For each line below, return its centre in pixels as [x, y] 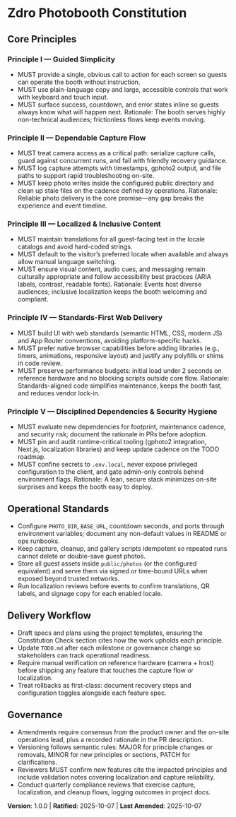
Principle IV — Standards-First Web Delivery [85, 318]
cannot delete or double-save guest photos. [82, 556]
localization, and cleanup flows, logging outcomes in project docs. [114, 792]
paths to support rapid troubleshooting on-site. [86, 176]
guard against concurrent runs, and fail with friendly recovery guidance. [122, 161]
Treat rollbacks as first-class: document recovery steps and [105, 685]
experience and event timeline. [63, 205]
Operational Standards [58, 509]
